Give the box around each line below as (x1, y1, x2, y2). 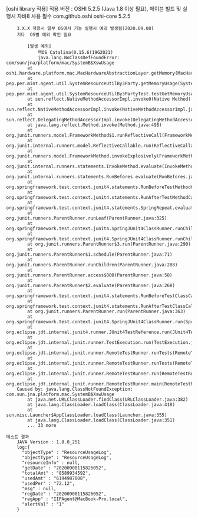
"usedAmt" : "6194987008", (21, 475, 88, 481)
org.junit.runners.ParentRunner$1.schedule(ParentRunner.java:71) (6, 252, 173, 258)
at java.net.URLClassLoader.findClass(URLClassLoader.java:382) (27, 397, 189, 403)
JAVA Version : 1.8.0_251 (16, 439, 81, 445)
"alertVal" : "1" (21, 501, 65, 507)
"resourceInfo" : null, (21, 460, 81, 466)
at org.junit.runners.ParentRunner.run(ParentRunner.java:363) (27, 308, 186, 314)
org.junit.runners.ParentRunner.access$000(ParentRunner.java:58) (6, 272, 173, 278)
